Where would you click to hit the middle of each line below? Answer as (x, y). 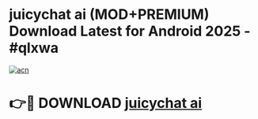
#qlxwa (34, 48)
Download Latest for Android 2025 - (130, 31)
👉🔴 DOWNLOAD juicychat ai (106, 103)
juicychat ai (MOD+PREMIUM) (109, 15)
